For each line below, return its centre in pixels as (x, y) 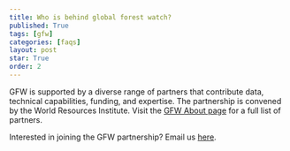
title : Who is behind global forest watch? (91, 17)
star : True (29, 58)
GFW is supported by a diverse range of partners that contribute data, (137, 91)
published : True (39, 26)
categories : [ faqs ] (45, 42)
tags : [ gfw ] (31, 34)
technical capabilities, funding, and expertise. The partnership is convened (145, 101)
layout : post (33, 50)
